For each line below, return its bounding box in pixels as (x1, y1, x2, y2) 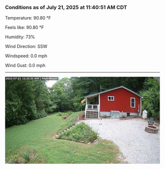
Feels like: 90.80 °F (5, 24, 44, 30)
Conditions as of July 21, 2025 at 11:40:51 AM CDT (5, 4, 127, 11)
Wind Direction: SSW (5, 44, 48, 49)
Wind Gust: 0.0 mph (5, 63, 46, 69)
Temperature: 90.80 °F (5, 15, 52, 21)
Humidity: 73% (5, 34, 35, 40)
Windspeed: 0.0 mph (5, 53, 48, 59)
